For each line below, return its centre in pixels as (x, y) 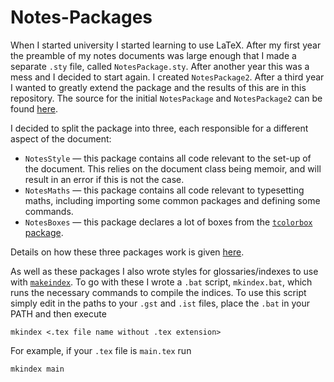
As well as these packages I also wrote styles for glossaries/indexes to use (164, 271)
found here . (34, 108)
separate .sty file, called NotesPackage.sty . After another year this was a (160, 66)
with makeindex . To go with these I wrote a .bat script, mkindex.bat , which (161, 282)
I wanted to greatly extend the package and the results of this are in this (158, 87)
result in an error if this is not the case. (104, 179)
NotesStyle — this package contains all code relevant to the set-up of (168, 158)
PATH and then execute (58, 313)
